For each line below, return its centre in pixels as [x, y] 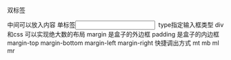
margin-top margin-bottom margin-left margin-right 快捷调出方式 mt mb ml [113, 43]
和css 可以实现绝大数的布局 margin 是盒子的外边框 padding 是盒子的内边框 [113, 34]
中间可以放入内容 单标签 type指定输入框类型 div [115, 25]
